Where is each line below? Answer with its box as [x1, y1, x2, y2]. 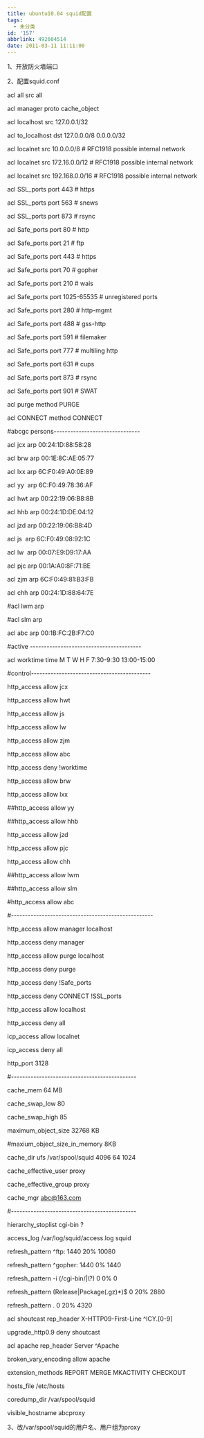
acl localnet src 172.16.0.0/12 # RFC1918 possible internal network [7, 158, 194, 167]
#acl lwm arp [7, 602, 45, 610]
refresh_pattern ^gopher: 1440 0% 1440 [7, 1261, 122, 1269]
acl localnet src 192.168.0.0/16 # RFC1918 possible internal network [7, 171, 198, 180]
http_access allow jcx [7, 683, 68, 691]
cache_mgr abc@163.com [7, 1194, 82, 1201]
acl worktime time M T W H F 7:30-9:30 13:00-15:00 [7, 656, 156, 663]
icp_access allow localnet [7, 1032, 80, 1040]
